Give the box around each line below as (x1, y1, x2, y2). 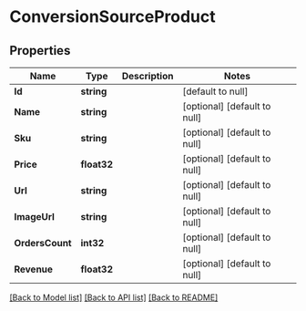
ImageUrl (14, 211, 55, 223)
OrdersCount (14, 237, 72, 249)
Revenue (14, 263, 53, 275)
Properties (9, 43, 71, 58)
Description (121, 70, 174, 82)
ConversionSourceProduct (9, 6, 216, 27)
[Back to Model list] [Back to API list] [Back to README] (9, 292, 219, 303)
